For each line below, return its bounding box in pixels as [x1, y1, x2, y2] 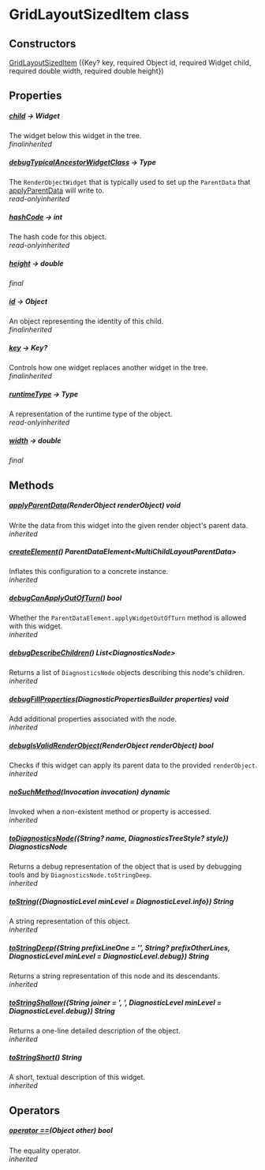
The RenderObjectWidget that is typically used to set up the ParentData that [9, 178, 251, 187]
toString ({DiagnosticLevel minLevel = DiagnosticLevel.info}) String [9, 896, 234, 906]
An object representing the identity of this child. [9, 317, 164, 326]
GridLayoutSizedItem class [9, 6, 190, 24]
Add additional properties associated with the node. [9, 714, 177, 724]
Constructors [9, 37, 77, 51]
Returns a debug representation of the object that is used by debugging [9, 862, 242, 872]
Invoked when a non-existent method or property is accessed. [9, 807, 211, 816]
